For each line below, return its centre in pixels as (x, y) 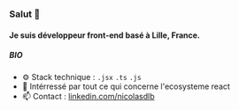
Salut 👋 (25, 14)
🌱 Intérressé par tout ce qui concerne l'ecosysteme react (126, 86)
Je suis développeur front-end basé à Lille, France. (105, 35)
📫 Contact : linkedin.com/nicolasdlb (88, 97)
